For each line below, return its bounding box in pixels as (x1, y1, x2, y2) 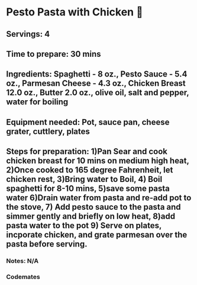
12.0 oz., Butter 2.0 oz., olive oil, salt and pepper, (6, 88, 189, 98)
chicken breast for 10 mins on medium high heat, (6, 156, 189, 166)
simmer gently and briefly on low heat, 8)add (6, 212, 176, 222)
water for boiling (6, 97, 69, 107)
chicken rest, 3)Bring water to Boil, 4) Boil (6, 174, 163, 184)
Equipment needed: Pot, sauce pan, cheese (6, 117, 170, 127)
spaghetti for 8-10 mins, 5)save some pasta (6, 184, 170, 194)
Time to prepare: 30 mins (6, 49, 102, 59)
